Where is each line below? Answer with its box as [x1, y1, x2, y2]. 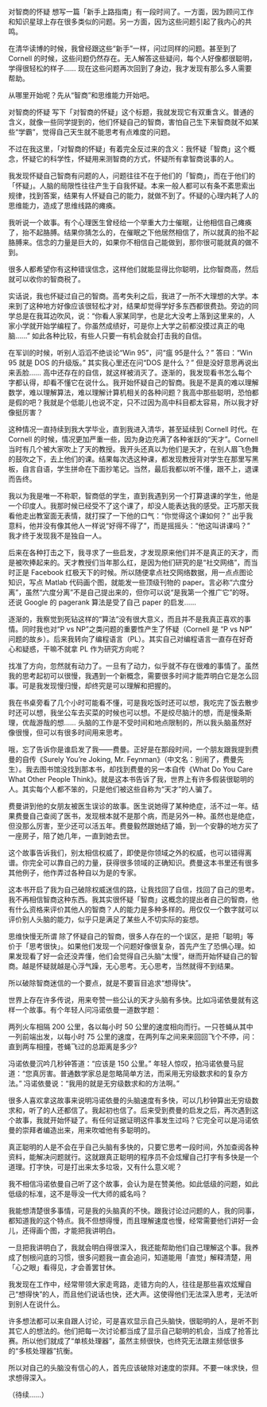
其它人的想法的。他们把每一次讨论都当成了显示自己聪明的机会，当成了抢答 [8, 1327, 252, 1335]
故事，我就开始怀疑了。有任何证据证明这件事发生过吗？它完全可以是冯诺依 [14, 1116, 259, 1125]
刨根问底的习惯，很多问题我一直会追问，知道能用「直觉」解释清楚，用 [21, 1253, 252, 1262]
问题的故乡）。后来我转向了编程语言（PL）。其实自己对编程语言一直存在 [8, 635, 240, 643]
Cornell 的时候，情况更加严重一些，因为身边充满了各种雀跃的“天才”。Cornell [8, 434, 258, 444]
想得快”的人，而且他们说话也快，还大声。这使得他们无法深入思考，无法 [18, 1289, 252, 1299]
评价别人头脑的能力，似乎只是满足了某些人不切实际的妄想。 [8, 915, 203, 924]
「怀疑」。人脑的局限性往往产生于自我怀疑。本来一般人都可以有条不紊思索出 [8, 181, 256, 190]
